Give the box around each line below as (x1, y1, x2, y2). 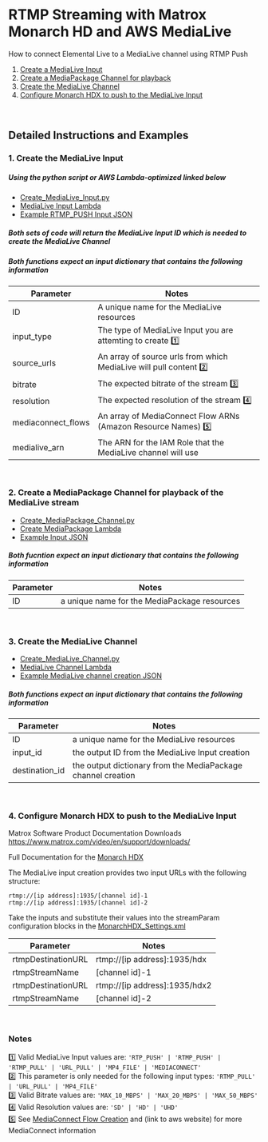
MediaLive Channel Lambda (19, 662, 112, 673)
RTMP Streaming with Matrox (8, 6, 207, 24)
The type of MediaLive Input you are (97, 324, 234, 335)
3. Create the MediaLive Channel (8, 636, 138, 647)
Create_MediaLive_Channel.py (19, 654, 120, 664)
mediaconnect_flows (12, 417, 90, 429)
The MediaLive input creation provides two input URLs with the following (8, 868, 247, 877)
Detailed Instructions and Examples (8, 129, 189, 142)
